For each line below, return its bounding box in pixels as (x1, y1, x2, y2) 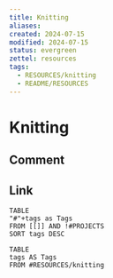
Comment (9, 153, 65, 168)
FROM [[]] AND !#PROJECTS (9, 222, 104, 231)
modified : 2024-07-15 (9, 37, 89, 47)
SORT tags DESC (9, 230, 65, 239)
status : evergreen (9, 46, 77, 55)
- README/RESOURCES (17, 79, 89, 88)
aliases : (9, 21, 41, 30)
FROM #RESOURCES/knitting (9, 261, 104, 270)
